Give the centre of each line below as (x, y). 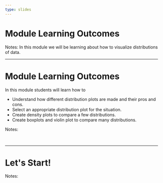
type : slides (18, 9)
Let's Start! (28, 163)
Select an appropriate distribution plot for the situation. (67, 109)
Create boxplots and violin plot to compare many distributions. (74, 120)
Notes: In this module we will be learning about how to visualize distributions (81, 47)
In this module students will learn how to (45, 90)
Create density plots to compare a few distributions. (64, 115)
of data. (13, 52)
